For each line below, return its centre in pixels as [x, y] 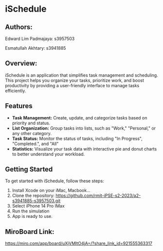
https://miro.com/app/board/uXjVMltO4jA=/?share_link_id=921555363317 [79, 243]
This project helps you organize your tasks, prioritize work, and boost [75, 80]
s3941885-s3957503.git [36, 201]
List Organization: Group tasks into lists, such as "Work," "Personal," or [84, 128]
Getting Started [29, 169]
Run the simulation [31, 211]
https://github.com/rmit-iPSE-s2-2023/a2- [98, 195]
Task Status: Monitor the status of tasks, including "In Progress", [77, 138]
